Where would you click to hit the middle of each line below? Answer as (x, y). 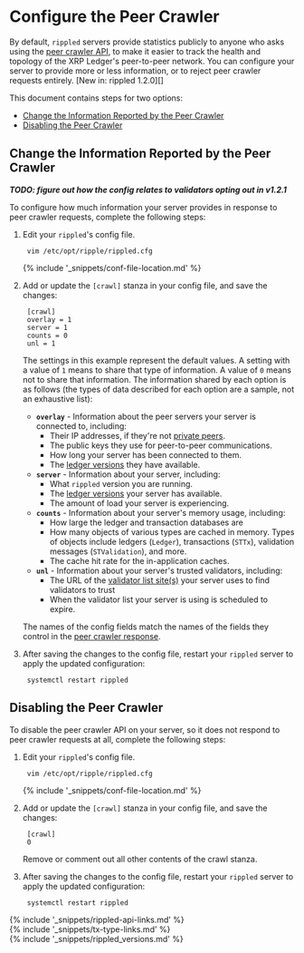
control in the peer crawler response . (91, 636)
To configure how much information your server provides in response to (143, 207)
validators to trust (82, 589)
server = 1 (47, 327)
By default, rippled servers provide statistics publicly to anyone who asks (147, 42)
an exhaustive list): (57, 399)
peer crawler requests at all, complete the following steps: (118, 739)
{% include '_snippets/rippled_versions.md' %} (96, 938)
